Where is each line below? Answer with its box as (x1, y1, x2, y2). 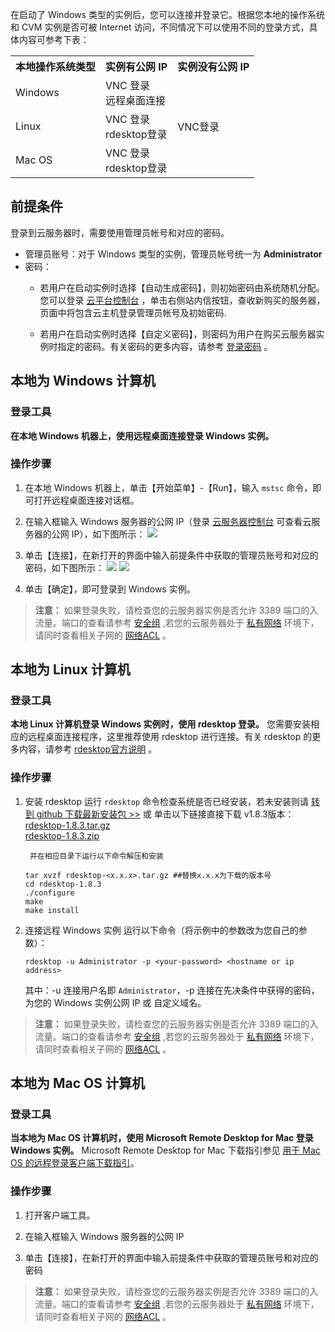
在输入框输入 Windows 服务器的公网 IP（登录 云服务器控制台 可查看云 (24, 515, 312, 527)
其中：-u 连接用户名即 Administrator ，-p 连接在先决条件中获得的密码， (24, 984, 320, 996)
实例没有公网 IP (177, 60, 250, 73)
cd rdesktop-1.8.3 (24, 879, 102, 889)
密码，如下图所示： (24, 561, 105, 573)
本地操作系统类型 (15, 60, 97, 73)
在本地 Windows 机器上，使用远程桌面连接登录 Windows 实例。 (10, 429, 275, 442)
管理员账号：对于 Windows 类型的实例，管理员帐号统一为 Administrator (24, 248, 323, 260)
